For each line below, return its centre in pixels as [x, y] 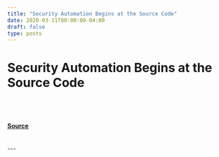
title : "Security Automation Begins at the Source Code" [92, 14]
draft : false [26, 27]
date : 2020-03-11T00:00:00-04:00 [56, 20]
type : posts [25, 33]
